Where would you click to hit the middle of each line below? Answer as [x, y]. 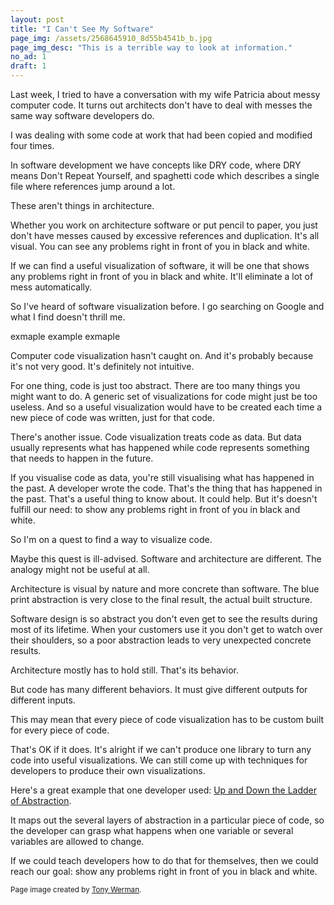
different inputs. [43, 700]
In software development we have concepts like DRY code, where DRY [156, 165]
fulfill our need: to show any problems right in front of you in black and [155, 509]
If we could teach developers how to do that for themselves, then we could [164, 860]
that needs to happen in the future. [82, 458]
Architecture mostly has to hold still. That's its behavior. [124, 670]
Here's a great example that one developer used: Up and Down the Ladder [163, 790]
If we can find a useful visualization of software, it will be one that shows [160, 265]
